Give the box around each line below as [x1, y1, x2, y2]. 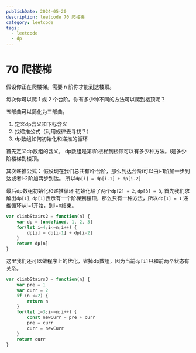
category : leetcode [6, 19, 54, 25]
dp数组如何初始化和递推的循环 [14, 135, 88, 142]
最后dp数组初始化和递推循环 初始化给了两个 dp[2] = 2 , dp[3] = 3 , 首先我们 [6, 187, 185, 194]
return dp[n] [16, 241, 49, 246]
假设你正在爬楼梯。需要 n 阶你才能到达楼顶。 [6, 83, 115, 90]
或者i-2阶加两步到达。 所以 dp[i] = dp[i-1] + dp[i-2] [11, 174, 142, 181]
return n [27, 298, 49, 304]
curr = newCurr [27, 325, 64, 331]
